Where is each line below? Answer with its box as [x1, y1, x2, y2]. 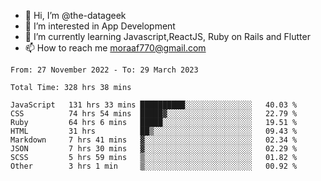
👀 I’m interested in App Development [24, 20, 176, 32]
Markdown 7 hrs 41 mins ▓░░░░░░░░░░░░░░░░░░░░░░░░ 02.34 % [10, 135, 298, 145]
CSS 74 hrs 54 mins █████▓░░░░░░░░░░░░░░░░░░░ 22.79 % [10, 109, 298, 119]
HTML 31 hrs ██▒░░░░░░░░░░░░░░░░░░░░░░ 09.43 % [10, 126, 298, 136]
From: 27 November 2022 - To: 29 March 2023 [10, 65, 199, 75]
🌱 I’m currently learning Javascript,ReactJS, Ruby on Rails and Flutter [24, 31, 311, 42]
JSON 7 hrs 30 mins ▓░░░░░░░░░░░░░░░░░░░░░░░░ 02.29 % [10, 144, 298, 154]
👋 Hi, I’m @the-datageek [24, 10, 127, 21]
